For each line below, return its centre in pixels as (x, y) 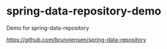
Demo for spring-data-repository (48, 28)
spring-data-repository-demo (84, 11)
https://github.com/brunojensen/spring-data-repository (76, 39)
